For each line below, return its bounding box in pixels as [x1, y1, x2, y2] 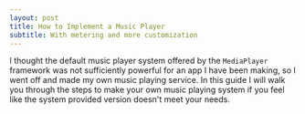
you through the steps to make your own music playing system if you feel [9, 84, 285, 96]
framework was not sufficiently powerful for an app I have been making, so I [9, 65, 297, 76]
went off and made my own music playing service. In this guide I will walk [9, 75, 286, 86]
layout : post [9, 13, 59, 23]
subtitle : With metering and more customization [9, 30, 198, 39]
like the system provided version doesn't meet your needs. [9, 94, 230, 105]
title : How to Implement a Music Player [9, 22, 166, 31]
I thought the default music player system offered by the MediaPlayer [9, 56, 268, 67]
